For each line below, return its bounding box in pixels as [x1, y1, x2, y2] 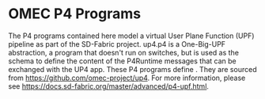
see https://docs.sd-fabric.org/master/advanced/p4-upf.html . [8, 81, 210, 91]
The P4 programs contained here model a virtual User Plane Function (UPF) [8, 31, 255, 40]
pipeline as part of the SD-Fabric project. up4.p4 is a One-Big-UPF [8, 39, 226, 48]
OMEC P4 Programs [8, 5, 141, 23]
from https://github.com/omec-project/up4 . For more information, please [8, 73, 246, 82]
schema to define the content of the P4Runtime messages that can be [8, 56, 237, 66]
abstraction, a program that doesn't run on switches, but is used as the [8, 48, 240, 57]
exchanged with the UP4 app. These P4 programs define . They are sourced [8, 64, 257, 74]
